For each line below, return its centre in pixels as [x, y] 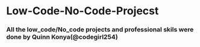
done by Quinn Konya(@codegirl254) [62, 37]
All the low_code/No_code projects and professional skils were [100, 30]
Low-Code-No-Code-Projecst [83, 11]
